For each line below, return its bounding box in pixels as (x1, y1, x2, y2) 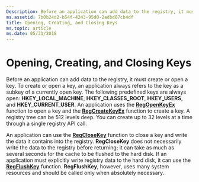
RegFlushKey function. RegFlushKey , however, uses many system (6, 163, 169, 170)
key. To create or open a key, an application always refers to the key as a (6, 82, 184, 90)
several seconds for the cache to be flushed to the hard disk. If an (6, 151, 167, 158)
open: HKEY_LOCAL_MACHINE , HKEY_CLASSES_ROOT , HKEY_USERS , (6, 95, 183, 102)
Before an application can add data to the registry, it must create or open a (6, 76, 188, 83)
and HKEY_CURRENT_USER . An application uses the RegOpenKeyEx (6, 101, 175, 108)
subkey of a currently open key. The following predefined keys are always (6, 88, 187, 95)
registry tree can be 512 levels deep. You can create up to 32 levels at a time (6, 114, 192, 121)
